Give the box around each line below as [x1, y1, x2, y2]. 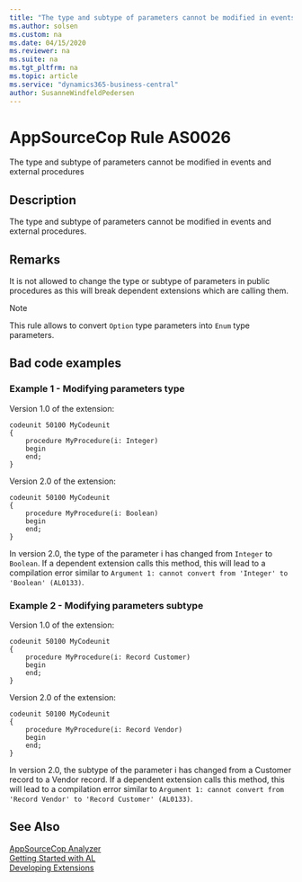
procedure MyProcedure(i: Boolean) [25, 509, 159, 518]
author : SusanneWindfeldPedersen [9, 88, 135, 97]
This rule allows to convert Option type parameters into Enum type [9, 320, 250, 331]
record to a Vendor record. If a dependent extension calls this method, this [9, 774, 285, 785]
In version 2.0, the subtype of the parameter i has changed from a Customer [9, 765, 292, 776]
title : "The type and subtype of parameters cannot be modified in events [9, 13, 296, 22]
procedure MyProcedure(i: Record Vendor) [25, 726, 182, 735]
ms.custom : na [9, 30, 63, 39]
